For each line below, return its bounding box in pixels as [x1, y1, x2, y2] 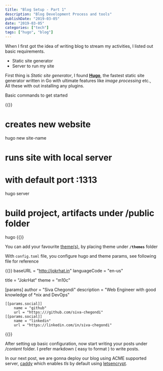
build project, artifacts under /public [5, 208, 155, 219]
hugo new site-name [5, 135, 47, 141]
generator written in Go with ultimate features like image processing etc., [5, 78, 151, 83]
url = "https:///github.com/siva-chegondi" [14, 310, 104, 315]
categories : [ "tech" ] [5, 25, 49, 30]
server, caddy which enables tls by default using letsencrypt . [5, 361, 127, 366]
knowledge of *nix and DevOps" [5, 292, 70, 298]
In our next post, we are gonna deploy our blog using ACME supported [5, 355, 147, 361]
